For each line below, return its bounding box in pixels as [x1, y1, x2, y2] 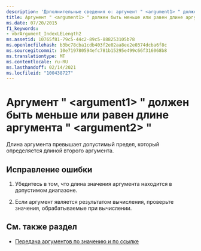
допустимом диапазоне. [14, 186, 78, 194]
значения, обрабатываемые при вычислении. [14, 204, 132, 212]
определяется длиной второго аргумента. [6, 147, 114, 154]
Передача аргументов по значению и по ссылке [14, 237, 139, 245]
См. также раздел [6, 222, 78, 232]
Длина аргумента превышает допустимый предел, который [6, 141, 160, 148]
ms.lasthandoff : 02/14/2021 [6, 64, 77, 71]
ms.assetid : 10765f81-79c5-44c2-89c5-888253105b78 [6, 36, 135, 42]
